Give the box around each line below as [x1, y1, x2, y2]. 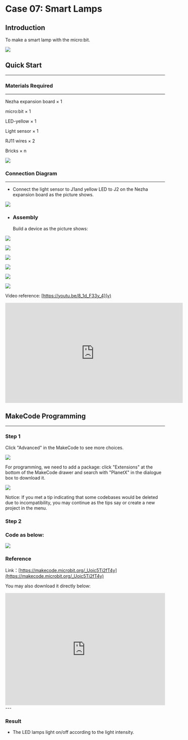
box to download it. [5, 475, 46, 481]
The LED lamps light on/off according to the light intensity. [12, 729, 134, 735]
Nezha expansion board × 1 [5, 99, 62, 105]
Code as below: [5, 531, 45, 538]
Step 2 [5, 517, 22, 524]
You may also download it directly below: [5, 583, 91, 589]
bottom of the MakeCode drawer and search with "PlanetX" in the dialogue [5, 469, 162, 476]
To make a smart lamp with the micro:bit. [5, 37, 90, 43]
